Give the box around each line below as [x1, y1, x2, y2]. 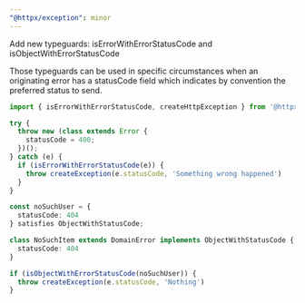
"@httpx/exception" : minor [9, 13, 112, 23]
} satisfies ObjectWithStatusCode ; [9, 220, 144, 229]
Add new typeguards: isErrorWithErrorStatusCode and [9, 38, 213, 49]
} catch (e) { [9, 152, 64, 161]
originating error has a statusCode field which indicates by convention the [9, 74, 286, 86]
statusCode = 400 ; [25, 135, 95, 145]
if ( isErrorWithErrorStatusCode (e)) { [17, 161, 165, 170]
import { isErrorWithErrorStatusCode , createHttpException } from [9, 102, 266, 112]
